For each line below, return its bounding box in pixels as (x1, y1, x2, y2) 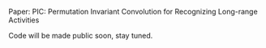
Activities (8, 15, 40, 25)
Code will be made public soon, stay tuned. (8, 31, 153, 40)
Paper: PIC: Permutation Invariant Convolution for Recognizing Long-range (8, 7, 258, 16)
